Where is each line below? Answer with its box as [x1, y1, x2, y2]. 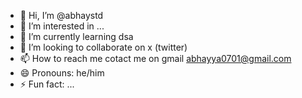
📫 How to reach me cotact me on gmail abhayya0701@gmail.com [19, 53, 292, 64]
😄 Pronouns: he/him [19, 67, 105, 79]
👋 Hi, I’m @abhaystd [19, 10, 104, 21]
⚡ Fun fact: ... [19, 78, 75, 90]
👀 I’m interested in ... [19, 20, 105, 32]
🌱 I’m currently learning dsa [19, 31, 134, 42]
